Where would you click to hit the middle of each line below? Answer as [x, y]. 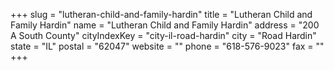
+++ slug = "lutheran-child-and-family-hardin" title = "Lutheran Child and [161, 14]
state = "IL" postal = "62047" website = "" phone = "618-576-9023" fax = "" [167, 46]
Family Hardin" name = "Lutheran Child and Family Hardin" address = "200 [165, 25]
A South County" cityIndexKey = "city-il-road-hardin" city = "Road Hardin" [163, 35]
